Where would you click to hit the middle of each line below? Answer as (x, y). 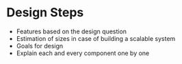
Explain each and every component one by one (83, 53)
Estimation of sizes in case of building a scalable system (96, 38)
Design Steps (45, 13)
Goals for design (40, 46)
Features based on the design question (71, 31)
